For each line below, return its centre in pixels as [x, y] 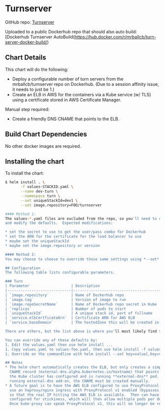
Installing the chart [35, 161]
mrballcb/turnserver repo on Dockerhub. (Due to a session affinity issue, [85, 84]
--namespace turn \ [40, 196]
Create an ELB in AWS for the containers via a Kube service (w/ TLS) [82, 94]
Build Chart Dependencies [46, 134]
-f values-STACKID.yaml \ [47, 187]
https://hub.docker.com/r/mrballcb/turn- [115, 37]
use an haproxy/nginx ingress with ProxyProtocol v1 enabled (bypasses [84, 390]
